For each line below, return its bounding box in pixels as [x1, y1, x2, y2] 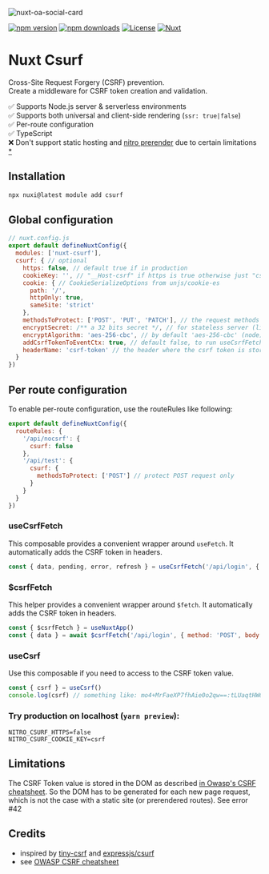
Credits [8, 827, 46, 840]
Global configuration [8, 213, 114, 227]
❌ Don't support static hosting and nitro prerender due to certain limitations [8, 137, 257, 147]
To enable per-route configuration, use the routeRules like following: [8, 404, 233, 414]
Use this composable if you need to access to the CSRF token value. [8, 668, 235, 678]
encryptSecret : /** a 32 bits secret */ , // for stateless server [22, 323, 249, 331]
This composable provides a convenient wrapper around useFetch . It [8, 539, 234, 548]
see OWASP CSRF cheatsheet [19, 856, 119, 866]
